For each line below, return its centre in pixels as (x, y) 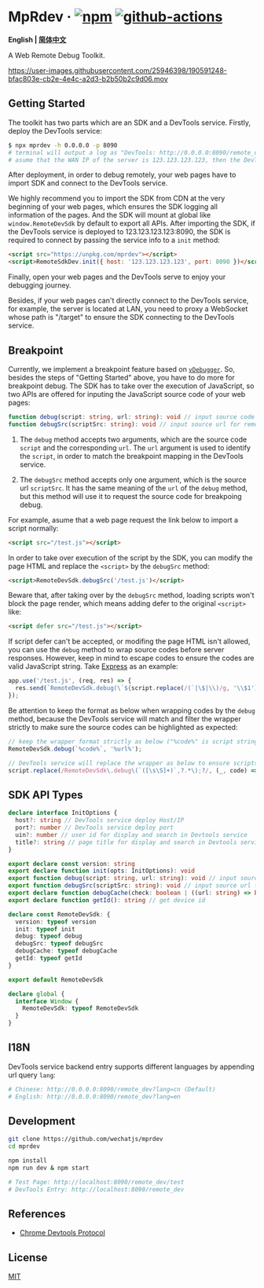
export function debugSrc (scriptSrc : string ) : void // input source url (130, 886)
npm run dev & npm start (49, 1168)
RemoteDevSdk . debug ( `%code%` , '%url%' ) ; (75, 749)
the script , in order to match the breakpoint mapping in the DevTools (131, 456)
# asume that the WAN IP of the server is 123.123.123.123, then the (125, 160)
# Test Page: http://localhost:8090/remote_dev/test (96, 1182)
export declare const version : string (71, 864)
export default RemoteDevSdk (56, 980)
